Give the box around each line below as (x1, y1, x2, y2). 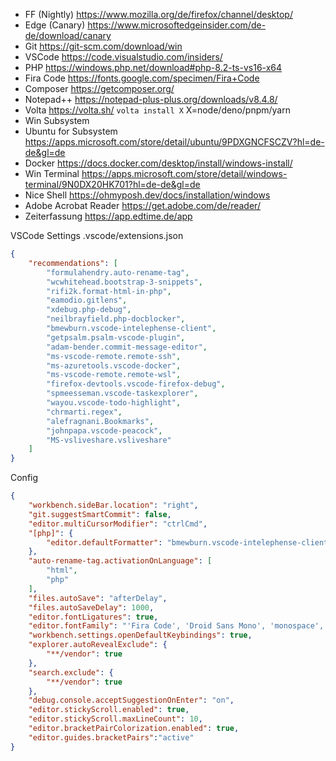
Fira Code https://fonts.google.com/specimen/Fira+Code (24, 72, 260, 84)
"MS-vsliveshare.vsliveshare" (46, 435, 172, 445)
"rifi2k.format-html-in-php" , (46, 286, 172, 296)
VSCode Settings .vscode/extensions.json (10, 230, 184, 241)
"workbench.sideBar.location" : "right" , (28, 500, 199, 510)
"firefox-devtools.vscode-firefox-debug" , (46, 379, 226, 389)
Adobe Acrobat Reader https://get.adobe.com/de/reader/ (24, 200, 261, 211)
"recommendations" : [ (28, 258, 118, 268)
